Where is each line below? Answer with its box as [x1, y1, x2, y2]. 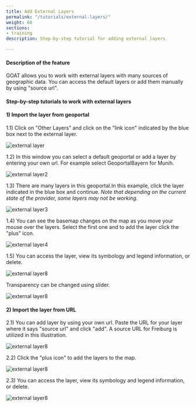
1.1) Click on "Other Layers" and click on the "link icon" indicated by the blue [6, 124, 189, 131]
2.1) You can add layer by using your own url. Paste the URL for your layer [6, 319, 183, 326]
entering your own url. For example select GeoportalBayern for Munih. [6, 159, 174, 166]
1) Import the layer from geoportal [6, 111, 89, 118]
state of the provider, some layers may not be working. [6, 194, 138, 201]
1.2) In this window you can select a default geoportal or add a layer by [6, 153, 176, 160]
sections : [6, 25, 30, 31]
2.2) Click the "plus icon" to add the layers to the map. [6, 354, 136, 361]
